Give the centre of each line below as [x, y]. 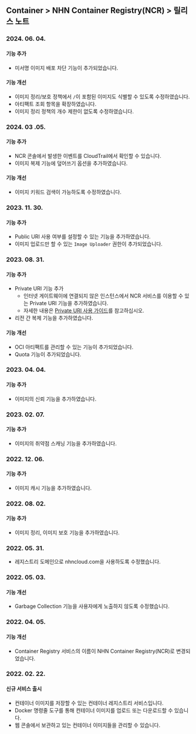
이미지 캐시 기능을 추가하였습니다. [53, 488]
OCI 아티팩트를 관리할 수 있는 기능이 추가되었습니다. [74, 347]
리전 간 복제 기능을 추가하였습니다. [54, 318]
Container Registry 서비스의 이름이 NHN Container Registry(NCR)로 [94, 651]
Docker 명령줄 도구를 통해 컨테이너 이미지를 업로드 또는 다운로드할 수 [94, 710]
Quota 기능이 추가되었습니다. [48, 354]
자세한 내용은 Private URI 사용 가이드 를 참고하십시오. [84, 310]
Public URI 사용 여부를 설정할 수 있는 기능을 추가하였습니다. [82, 237]
